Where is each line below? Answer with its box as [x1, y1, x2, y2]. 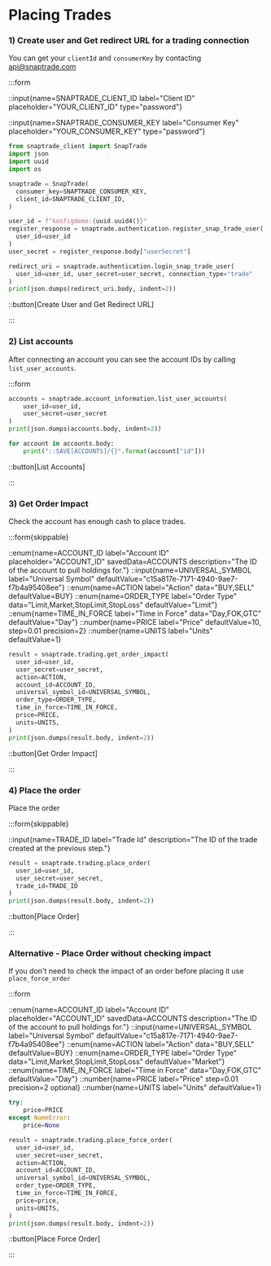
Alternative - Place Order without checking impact [8, 947, 212, 959]
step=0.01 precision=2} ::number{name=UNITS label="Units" [8, 626, 213, 636]
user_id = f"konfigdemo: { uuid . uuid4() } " [8, 218, 148, 226]
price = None [23, 1122, 60, 1130]
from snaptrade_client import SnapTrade [8, 143, 148, 151]
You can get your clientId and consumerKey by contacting [8, 53, 202, 63]
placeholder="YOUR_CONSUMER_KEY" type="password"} [8, 126, 206, 136]
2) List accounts [8, 336, 74, 347]
